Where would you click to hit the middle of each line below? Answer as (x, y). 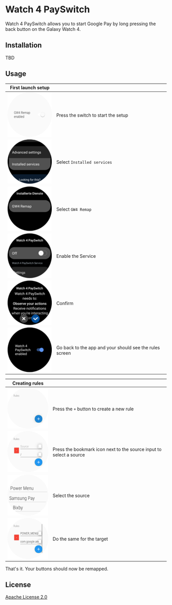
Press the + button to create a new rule (93, 409)
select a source (69, 455)
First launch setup (30, 88)
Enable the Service (76, 256)
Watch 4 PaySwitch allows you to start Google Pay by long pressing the (81, 24)
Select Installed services (84, 162)
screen (63, 353)
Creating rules (28, 383)
